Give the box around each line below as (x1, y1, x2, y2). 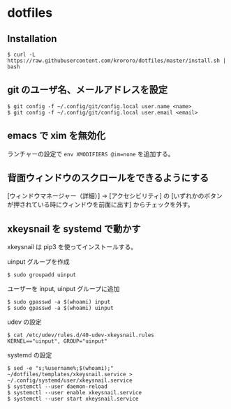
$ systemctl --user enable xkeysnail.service (7, 389, 142, 396)
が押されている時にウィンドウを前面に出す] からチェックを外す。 (7, 200, 194, 209)
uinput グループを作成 (7, 258, 70, 266)
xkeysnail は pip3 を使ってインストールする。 (7, 243, 137, 251)
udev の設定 (7, 318, 42, 326)
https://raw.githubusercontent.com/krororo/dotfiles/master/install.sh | (7, 57, 227, 64)
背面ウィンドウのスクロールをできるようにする (7, 172, 209, 184)
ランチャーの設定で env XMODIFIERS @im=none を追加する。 (7, 149, 174, 158)
